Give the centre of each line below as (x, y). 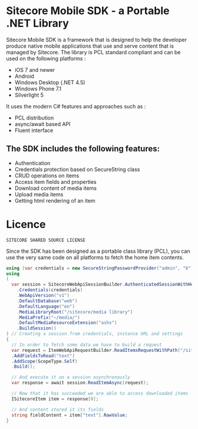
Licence (26, 224)
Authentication (32, 163)
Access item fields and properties (55, 181)
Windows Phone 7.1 (38, 88)
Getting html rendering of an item (55, 200)
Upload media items (39, 194)
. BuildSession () (37, 328)
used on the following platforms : (46, 58)
